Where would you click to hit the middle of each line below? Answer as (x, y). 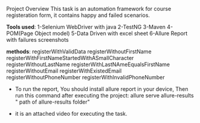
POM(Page (20, 33)
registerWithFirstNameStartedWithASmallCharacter (70, 58)
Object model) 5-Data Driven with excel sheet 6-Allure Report (111, 33)
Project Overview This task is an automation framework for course (89, 9)
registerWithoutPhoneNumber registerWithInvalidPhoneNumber (85, 77)
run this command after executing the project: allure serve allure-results (105, 95)
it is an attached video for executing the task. (71, 114)
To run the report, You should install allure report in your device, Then (102, 89)
